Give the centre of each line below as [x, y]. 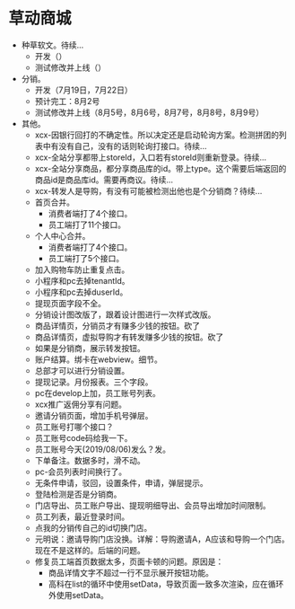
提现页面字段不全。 [70, 303]
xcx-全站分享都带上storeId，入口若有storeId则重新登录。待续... [150, 157]
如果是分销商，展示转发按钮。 [90, 348]
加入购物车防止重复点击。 [82, 269]
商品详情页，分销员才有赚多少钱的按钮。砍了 [117, 325]
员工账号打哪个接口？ [74, 427]
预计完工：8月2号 [67, 101]
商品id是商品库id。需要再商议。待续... [104, 180]
